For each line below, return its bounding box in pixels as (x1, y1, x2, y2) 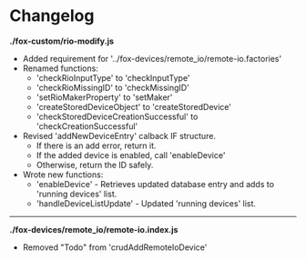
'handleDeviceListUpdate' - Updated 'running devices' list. (36, 197, 257, 209)
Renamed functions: (22, 63, 98, 74)
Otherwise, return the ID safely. (36, 159, 154, 170)
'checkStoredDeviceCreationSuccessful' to (36, 111, 199, 122)
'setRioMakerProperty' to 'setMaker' (36, 92, 173, 103)
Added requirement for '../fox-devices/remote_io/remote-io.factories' (22, 53, 282, 64)
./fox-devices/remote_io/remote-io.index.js (9, 224, 178, 235)
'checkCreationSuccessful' (36, 120, 138, 132)
